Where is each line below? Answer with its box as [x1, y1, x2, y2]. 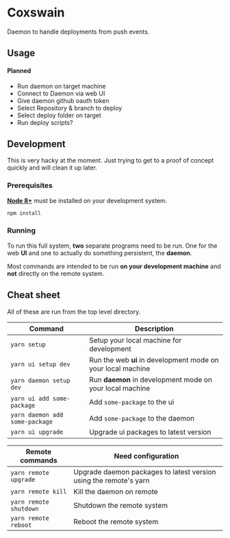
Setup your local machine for [88, 335, 182, 344]
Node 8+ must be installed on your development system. [7, 196, 168, 204]
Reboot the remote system [73, 517, 159, 526]
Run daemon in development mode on [88, 375, 212, 384]
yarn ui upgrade [10, 428, 64, 436]
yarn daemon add [10, 410, 64, 419]
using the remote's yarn [73, 476, 150, 485]
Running [7, 226, 36, 235]
